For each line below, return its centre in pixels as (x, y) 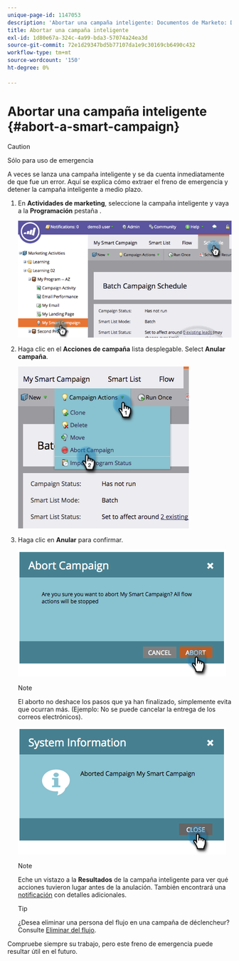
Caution (19, 146)
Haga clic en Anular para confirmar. (70, 539)
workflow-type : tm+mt (39, 53)
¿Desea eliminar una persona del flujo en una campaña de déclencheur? (123, 922)
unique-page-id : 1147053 (44, 15)
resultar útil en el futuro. (43, 951)
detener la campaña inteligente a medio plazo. (75, 189)
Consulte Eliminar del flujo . (57, 930)
